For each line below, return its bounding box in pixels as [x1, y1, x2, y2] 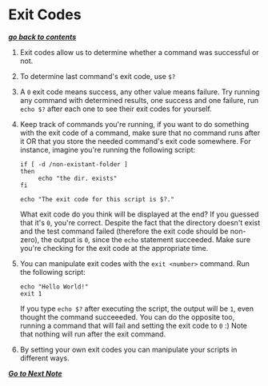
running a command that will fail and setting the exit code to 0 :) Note [19, 320, 248, 330]
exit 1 [19, 289, 42, 297]
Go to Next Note [8, 368, 62, 378]
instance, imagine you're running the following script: [19, 145, 196, 154]
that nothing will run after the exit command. [19, 329, 166, 339]
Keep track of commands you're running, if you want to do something [19, 119, 250, 129]
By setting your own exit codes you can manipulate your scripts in [19, 344, 238, 354]
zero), [19, 234, 40, 245]
